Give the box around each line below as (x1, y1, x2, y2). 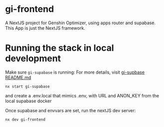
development (5, 53, 61, 64)
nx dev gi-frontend (5, 117, 46, 122)
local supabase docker (5, 98, 52, 104)
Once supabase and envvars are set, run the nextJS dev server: (5, 107, 136, 113)
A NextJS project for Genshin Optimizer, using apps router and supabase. (5, 20, 156, 26)
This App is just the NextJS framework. (5, 25, 85, 31)
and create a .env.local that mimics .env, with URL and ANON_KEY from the (5, 92, 160, 98)
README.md (5, 74, 31, 80)
